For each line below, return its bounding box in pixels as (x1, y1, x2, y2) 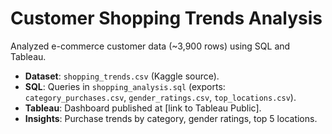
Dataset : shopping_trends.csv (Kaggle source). (24, 70, 220, 82)
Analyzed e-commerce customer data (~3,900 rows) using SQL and (10, 40, 291, 52)
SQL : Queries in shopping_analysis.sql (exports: (24, 80, 226, 92)
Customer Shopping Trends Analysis (10, 7, 323, 30)
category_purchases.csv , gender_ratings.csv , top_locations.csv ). (24, 91, 297, 103)
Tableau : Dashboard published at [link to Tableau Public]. (24, 102, 262, 114)
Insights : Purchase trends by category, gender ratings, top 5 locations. (24, 112, 318, 124)
